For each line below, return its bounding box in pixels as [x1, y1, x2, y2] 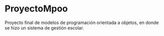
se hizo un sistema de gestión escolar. [5, 24, 84, 30]
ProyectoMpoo [5, 3, 68, 14]
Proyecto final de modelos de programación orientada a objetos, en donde [5, 19, 159, 25]
